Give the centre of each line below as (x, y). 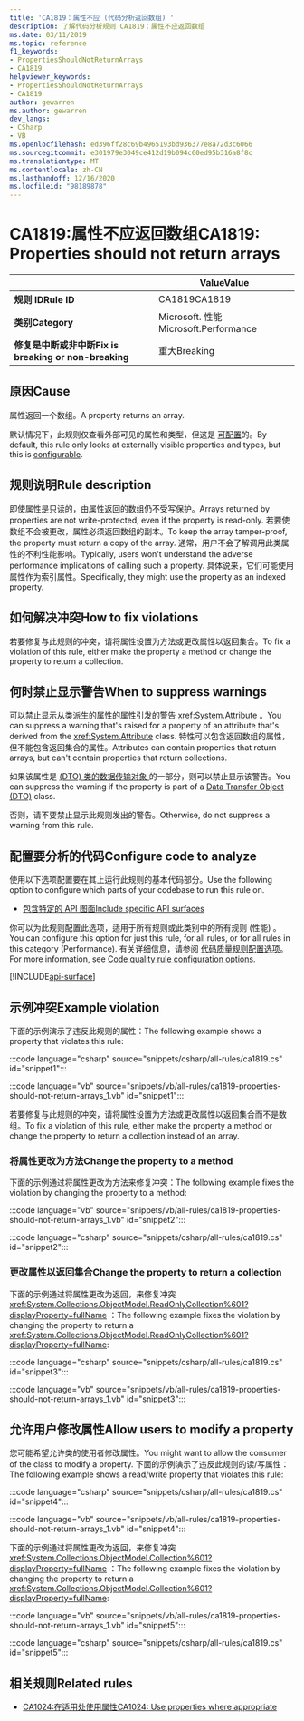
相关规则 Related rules (71, 1683)
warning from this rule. (52, 826)
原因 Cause (40, 391)
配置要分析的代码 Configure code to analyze (133, 856)
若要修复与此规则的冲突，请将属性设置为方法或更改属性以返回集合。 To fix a (150, 641)
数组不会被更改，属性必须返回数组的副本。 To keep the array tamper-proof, (148, 531)
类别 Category (44, 323)
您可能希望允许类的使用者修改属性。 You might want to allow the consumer (148, 1453)
